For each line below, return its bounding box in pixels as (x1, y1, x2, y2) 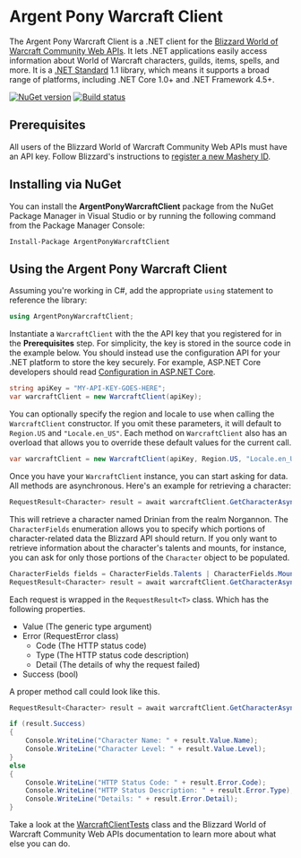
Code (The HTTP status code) (35, 640, 147, 651)
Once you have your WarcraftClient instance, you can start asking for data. (9, 470, 288, 481)
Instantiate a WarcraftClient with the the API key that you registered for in (9, 328, 282, 339)
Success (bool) (21, 669, 79, 679)
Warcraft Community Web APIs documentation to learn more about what (9, 828, 277, 839)
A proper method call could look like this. (9, 686, 160, 696)
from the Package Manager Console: (9, 220, 145, 231)
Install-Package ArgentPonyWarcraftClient (9, 237, 170, 246)
